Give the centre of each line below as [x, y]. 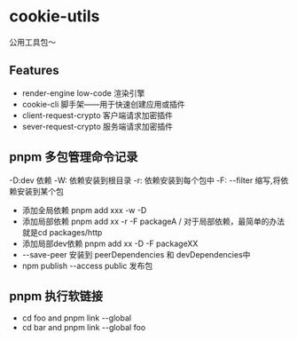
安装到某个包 [40, 191]
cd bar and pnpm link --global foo [84, 328]
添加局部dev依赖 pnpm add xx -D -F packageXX [110, 243]
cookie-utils [55, 16]
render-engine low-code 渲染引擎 [83, 93]
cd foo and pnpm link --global [76, 318]
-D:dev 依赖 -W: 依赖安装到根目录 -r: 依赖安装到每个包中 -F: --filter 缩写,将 [145, 180]
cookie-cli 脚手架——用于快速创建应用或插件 [103, 104]
